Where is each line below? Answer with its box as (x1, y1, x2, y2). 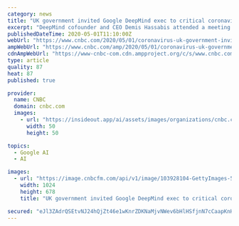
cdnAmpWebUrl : (7, 51, 50, 58)
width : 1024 (20, 182, 55, 189)
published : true (7, 76, 55, 84)
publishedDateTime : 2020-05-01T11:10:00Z (7, 30, 132, 38)
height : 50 (26, 129, 59, 136)
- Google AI (14, 149, 50, 156)
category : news (7, 10, 53, 18)
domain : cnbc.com (14, 103, 65, 111)
